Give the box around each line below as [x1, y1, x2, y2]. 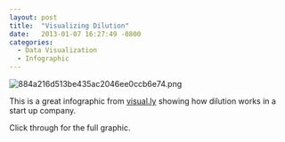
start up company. [9, 106, 77, 115]
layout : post [9, 12, 58, 22]
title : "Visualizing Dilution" [9, 21, 129, 30]
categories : [9, 37, 53, 47]
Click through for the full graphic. [9, 122, 131, 133]
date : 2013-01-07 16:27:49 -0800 [9, 29, 142, 38]
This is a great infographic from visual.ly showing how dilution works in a [9, 96, 276, 106]
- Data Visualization [17, 46, 98, 55]
